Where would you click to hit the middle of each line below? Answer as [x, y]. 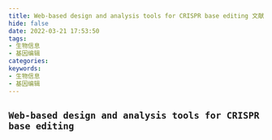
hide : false [28, 23]
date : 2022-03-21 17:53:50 [54, 31]
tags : [17, 38]
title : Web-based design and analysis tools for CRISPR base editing [129, 16]
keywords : [25, 69]
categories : [28, 62]
